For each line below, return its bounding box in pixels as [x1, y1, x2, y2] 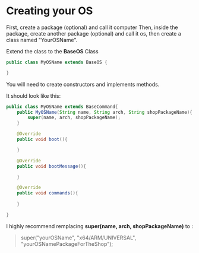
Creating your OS [6, 4, 93, 18]
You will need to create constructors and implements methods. [6, 81, 160, 88]
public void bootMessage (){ [17, 163, 86, 169]
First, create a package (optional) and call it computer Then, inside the [6, 24, 178, 31]
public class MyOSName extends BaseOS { [6, 59, 108, 65]
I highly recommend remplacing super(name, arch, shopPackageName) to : [6, 222, 193, 229]
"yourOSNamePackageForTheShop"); [20, 240, 113, 247]
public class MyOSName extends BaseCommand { [6, 104, 118, 110]
